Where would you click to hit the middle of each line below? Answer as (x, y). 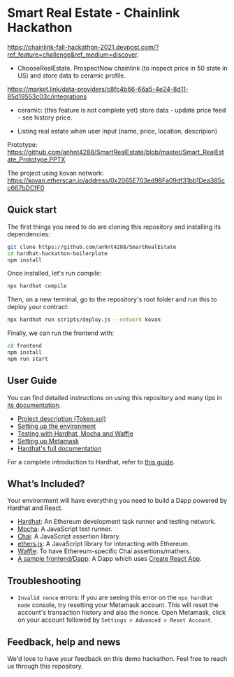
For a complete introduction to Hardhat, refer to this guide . (91, 462)
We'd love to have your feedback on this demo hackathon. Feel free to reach (117, 658)
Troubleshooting (44, 581)
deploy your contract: (38, 307)
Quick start (32, 210)
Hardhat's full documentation (59, 448)
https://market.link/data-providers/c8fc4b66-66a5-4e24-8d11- (98, 89)
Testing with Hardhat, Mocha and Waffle (75, 433)
